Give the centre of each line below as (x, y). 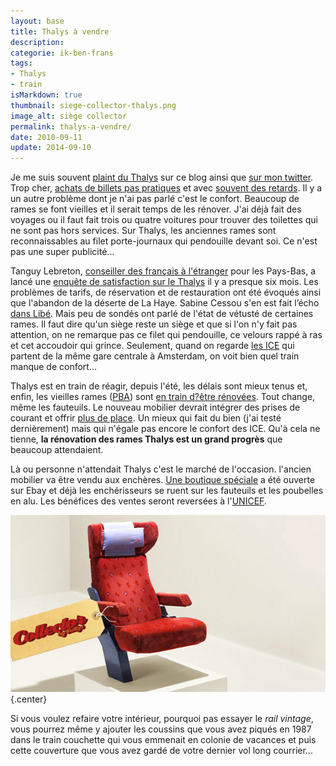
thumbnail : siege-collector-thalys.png (93, 105)
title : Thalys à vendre (60, 31)
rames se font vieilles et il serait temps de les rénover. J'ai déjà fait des (156, 209)
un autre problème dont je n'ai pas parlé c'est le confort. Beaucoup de (155, 199)
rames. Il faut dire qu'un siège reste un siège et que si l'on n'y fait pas (154, 324)
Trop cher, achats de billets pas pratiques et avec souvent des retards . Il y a (166, 188)
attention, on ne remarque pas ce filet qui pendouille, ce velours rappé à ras (166, 335)
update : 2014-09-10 (51, 148)
